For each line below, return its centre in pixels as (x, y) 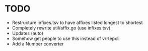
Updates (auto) (28, 33)
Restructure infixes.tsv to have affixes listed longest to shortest (77, 22)
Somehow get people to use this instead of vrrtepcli (66, 38)
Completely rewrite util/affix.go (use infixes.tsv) (61, 27)
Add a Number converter (38, 43)
